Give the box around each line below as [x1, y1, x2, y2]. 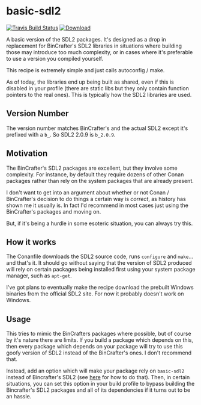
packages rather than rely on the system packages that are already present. [6, 177, 194, 184]
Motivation [6, 149, 48, 159]
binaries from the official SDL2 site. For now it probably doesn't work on [6, 290, 184, 297]
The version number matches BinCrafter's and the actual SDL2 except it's [6, 125, 188, 132]
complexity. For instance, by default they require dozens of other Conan [6, 170, 184, 178]
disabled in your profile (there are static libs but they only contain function [6, 84, 189, 91]
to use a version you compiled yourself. [6, 55, 104, 62]
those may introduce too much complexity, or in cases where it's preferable [6, 48, 193, 55]
